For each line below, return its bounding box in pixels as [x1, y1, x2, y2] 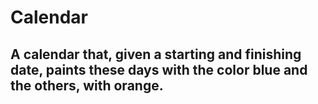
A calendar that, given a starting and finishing [10, 46, 302, 63]
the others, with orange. [10, 77, 164, 94]
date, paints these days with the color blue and [10, 61, 308, 78]
